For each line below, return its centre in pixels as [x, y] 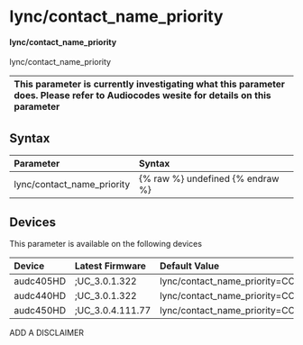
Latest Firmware [110, 266]
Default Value [189, 266]
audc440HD [40, 296]
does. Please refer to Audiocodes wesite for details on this [142, 95]
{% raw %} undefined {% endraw [209, 179]
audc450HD [40, 311]
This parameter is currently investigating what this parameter [150, 85]
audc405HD [40, 281]
